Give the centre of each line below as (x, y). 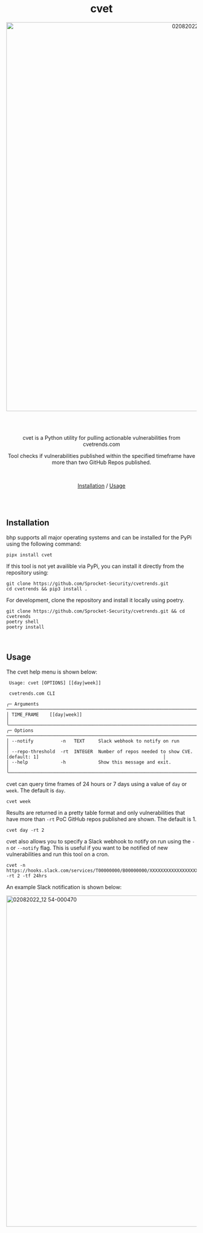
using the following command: (44, 544)
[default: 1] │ (86, 757)
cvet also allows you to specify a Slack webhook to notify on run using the (98, 841)
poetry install (25, 627)
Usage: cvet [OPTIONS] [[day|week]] (55, 683)
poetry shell (23, 622)
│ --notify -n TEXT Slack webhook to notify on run (93, 741)
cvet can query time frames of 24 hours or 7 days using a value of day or (97, 784)
